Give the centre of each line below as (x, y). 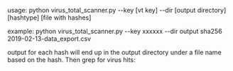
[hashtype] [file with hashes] (49, 18)
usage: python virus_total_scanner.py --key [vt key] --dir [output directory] (117, 10)
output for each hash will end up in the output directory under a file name (114, 52)
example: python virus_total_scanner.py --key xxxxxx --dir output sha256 (115, 31)
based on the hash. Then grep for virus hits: (71, 60)
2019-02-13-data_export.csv (49, 39)
